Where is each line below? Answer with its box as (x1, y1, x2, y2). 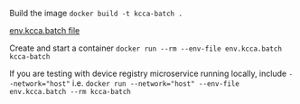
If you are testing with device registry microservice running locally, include (9, 68, 287, 79)
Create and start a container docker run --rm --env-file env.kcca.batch (9, 43, 283, 53)
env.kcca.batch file (9, 25, 80, 35)
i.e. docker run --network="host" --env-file (71, 78, 239, 89)
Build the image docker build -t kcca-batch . (9, 8, 183, 18)
